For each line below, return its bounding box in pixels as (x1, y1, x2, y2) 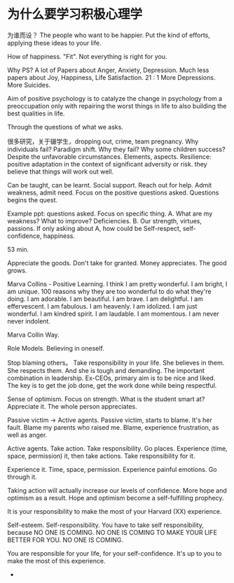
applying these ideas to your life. (7, 38, 102, 47)
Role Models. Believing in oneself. (7, 344, 105, 352)
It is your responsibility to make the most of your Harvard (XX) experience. (7, 507, 222, 515)
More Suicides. (7, 80, 51, 89)
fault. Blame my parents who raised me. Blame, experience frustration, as (7, 423, 219, 431)
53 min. (7, 245, 29, 253)
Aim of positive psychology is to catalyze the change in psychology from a (7, 94, 223, 102)
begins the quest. (7, 195, 58, 204)
